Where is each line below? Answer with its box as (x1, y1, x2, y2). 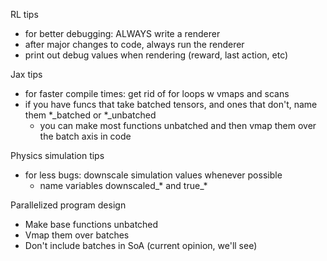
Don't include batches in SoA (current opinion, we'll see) (24, 240, 258, 251)
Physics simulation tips (10, 150, 105, 161)
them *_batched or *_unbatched (24, 109, 157, 121)
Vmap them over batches (24, 229, 130, 241)
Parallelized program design (10, 199, 127, 211)
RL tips (10, 9, 39, 20)
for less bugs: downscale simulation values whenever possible (24, 169, 283, 181)
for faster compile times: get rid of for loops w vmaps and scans (24, 88, 290, 99)
